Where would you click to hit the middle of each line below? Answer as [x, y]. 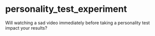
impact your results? [26, 28]
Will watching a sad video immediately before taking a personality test [77, 23]
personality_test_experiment [66, 9]
